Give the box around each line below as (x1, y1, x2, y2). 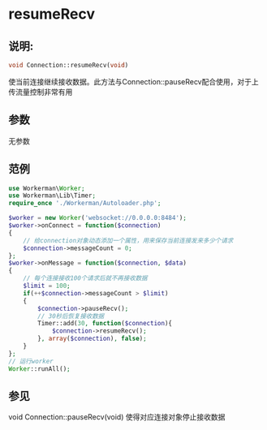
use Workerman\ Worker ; (8, 184, 85, 192)
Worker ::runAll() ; (8, 364, 71, 373)
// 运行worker (8, 357, 54, 365)
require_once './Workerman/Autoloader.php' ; (8, 200, 161, 208)
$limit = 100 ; (23, 282, 71, 290)
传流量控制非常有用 (8, 87, 73, 97)
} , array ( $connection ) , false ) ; (37, 334, 148, 343)
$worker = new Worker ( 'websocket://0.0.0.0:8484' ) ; (8, 214, 187, 222)
